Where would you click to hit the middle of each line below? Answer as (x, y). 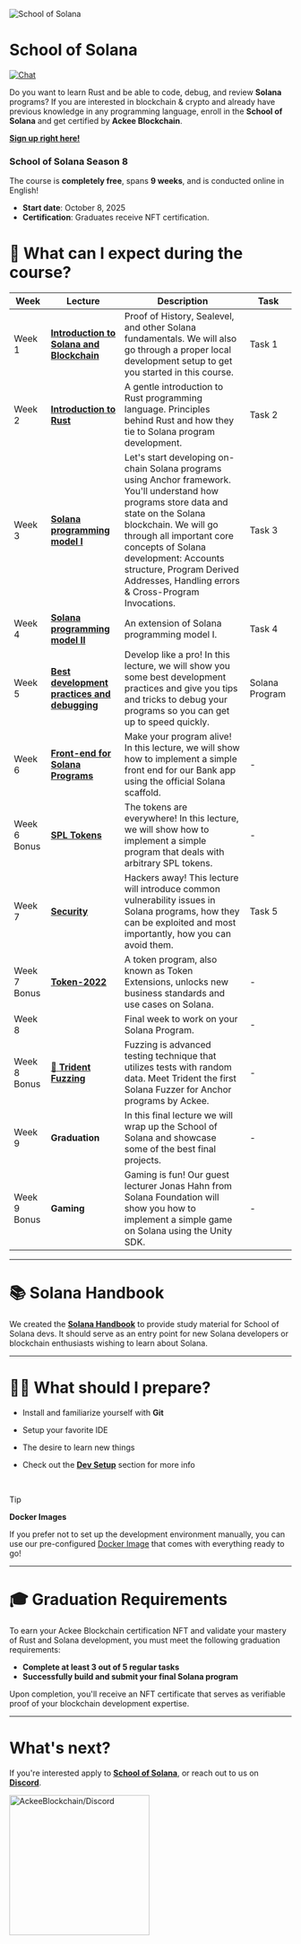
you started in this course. (179, 372)
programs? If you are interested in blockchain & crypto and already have (142, 101)
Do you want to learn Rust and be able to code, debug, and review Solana (146, 92)
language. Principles (167, 410)
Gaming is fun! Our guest (177, 1175)
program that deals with (174, 852)
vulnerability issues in (170, 900)
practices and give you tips (181, 689)
